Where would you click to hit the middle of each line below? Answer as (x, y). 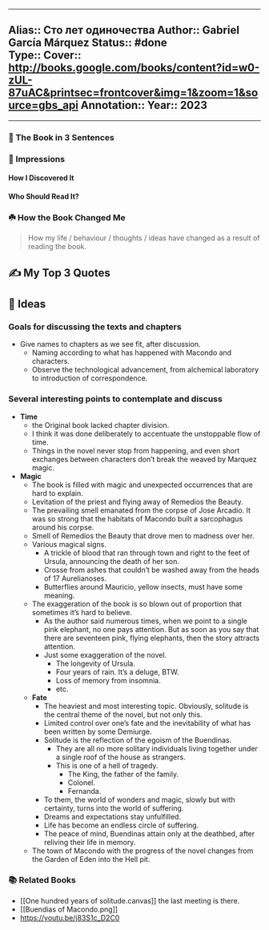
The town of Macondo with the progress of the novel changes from (143, 851)
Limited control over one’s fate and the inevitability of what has (147, 723)
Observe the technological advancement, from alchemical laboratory (145, 370)
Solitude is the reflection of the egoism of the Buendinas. (138, 740)
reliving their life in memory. (90, 842)
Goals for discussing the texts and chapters (95, 327)
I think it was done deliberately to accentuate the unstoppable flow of (146, 433)
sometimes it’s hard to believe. (82, 612)
